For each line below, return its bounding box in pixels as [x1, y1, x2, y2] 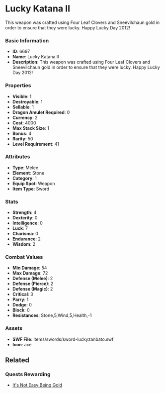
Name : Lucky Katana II [12, 54, 59, 60]
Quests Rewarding [5, 371, 51, 378]
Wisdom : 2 [12, 241, 36, 247]
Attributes [5, 153, 30, 160]
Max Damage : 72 [12, 270, 48, 276]
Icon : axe [12, 341, 32, 347]
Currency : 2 [12, 114, 38, 120]
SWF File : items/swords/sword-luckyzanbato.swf [12, 336, 114, 342]
